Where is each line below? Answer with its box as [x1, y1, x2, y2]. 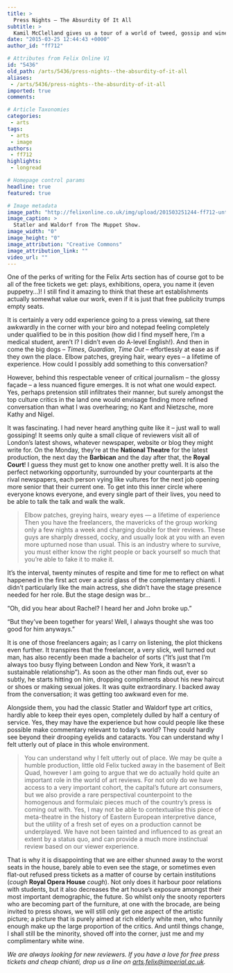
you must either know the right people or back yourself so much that [24, 548, 221, 556]
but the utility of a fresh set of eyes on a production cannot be [24, 820, 202, 829]
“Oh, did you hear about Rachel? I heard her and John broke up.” [7, 604, 192, 613]
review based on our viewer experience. [24, 843, 139, 851]
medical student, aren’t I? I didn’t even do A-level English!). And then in [7, 338, 209, 346]
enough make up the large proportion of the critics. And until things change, [7, 922, 224, 931]
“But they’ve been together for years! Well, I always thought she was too [7, 618, 214, 626]
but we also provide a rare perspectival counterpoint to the [24, 790, 193, 799]
